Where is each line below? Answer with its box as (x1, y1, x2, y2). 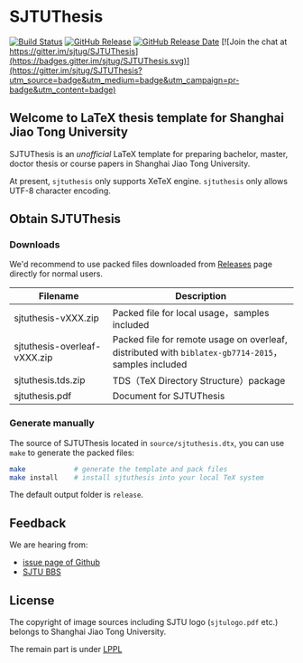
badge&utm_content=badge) (9, 84, 116, 95)
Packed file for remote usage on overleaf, (112, 333, 288, 346)
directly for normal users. (9, 268, 104, 279)
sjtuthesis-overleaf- (14, 341, 102, 353)
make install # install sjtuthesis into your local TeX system (9, 472, 264, 482)
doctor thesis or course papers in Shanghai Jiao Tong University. (9, 158, 251, 169)
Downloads (9, 238, 60, 251)
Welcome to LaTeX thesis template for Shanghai (9, 110, 284, 126)
